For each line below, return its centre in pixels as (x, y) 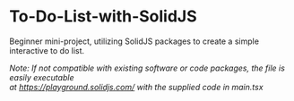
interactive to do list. (47, 50)
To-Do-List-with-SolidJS (103, 17)
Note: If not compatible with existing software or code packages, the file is (147, 68)
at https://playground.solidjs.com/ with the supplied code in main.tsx (136, 87)
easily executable (42, 77)
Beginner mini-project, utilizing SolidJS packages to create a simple (134, 41)
